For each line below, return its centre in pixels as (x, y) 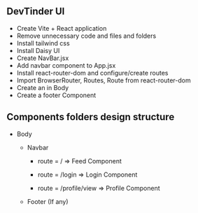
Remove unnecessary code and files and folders (86, 36)
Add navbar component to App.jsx (66, 65)
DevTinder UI (36, 12)
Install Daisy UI (38, 50)
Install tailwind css (43, 43)
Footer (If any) (48, 201)
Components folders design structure (91, 117)
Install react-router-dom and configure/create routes (92, 73)
